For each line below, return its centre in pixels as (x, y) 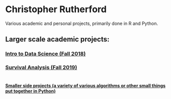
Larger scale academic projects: (57, 39)
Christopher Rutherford (56, 9)
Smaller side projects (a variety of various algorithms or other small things (85, 86)
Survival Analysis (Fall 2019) (41, 68)
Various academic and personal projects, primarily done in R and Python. (82, 23)
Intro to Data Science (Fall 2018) (46, 54)
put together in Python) (31, 91)
